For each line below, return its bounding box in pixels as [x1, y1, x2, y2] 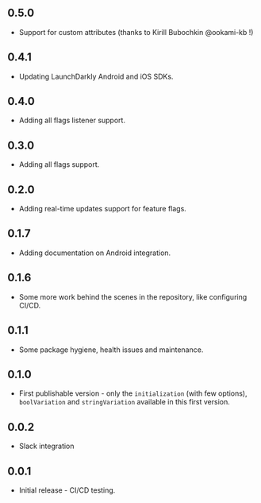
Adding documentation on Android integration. [18, 248, 171, 257]
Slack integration [18, 441, 75, 451]
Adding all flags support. [18, 160, 100, 169]
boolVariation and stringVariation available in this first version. [18, 397, 231, 407]
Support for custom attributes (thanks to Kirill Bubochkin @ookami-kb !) [18, 27, 254, 37]
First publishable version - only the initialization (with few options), [18, 389, 248, 398]
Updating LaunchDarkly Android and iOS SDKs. [18, 72, 174, 81]
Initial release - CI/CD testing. [18, 485, 116, 495]
